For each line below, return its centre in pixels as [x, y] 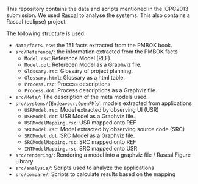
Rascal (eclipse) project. [37, 22]
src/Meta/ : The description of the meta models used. [81, 97]
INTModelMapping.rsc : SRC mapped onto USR [81, 148]
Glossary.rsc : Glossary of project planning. [78, 71]
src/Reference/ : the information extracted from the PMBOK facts [96, 52]
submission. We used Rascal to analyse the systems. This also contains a [98, 15]
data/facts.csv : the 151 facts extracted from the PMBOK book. [94, 45]
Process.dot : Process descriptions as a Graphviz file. [90, 90]
